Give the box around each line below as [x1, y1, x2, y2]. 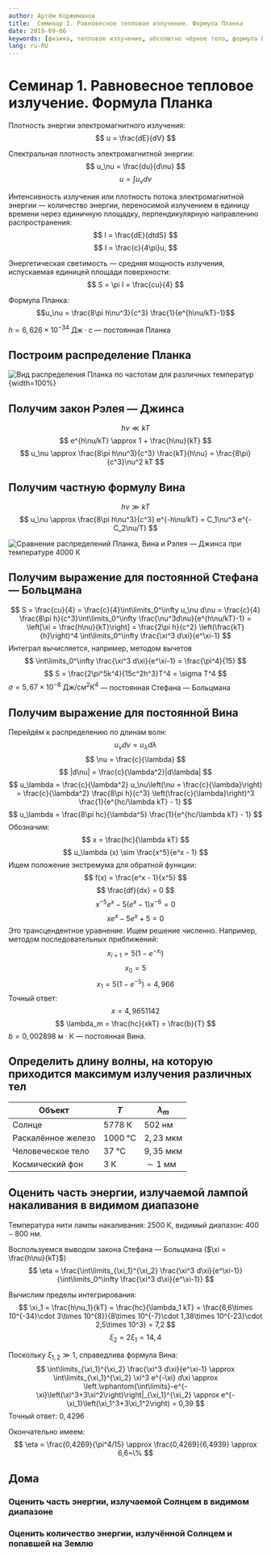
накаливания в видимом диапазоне [8, 1199, 199, 1212]
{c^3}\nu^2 [106, 457, 144, 467]
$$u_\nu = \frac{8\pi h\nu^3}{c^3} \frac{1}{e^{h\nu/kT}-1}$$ [35, 308, 236, 318]
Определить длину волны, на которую [8, 1055, 214, 1068]
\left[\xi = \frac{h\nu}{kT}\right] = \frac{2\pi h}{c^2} [26, 622, 198, 631]
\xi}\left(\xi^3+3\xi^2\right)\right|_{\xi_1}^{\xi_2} [35, 1390, 192, 1400]
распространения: [8, 217, 73, 227]
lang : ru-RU [8, 42, 48, 50]
